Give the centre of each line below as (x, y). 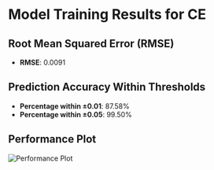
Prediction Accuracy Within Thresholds (107, 87)
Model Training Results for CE (107, 15)
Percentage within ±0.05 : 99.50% (76, 114)
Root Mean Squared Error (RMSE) (91, 44)
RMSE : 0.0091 (42, 62)
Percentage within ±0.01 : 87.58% (74, 106)
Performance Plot (52, 139)
